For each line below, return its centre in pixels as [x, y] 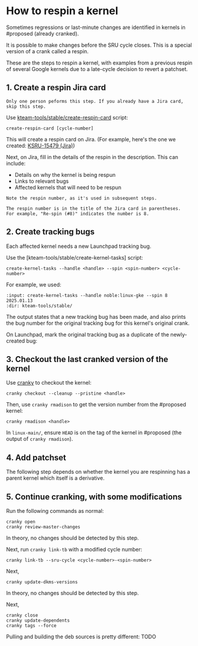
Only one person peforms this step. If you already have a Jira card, [95, 101]
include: [16, 163]
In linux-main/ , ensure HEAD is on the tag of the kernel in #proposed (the [94, 432]
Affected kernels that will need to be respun [68, 187]
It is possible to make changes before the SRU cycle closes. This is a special [99, 45]
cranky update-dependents [38, 621]
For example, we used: [34, 285]
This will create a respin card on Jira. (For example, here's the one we [91, 139]
